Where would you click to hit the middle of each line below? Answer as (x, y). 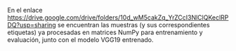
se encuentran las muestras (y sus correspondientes (133, 25)
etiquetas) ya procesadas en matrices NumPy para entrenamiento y (105, 32)
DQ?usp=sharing (32, 25)
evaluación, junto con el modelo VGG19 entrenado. (80, 40)
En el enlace (25, 10)
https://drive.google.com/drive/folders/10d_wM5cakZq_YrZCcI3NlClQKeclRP (118, 17)
